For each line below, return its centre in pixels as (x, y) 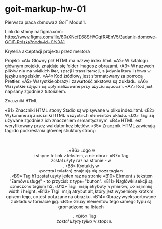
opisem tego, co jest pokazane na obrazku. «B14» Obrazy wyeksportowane (81, 196)
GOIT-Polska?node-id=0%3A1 (35, 42)
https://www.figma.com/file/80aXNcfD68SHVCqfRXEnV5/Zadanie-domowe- (81, 37)
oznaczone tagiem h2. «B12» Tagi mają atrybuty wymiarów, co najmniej (81, 186)
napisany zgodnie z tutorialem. (35, 91)
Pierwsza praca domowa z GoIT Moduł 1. (46, 22)
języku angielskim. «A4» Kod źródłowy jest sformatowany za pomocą (74, 76)
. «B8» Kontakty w (81, 166)
